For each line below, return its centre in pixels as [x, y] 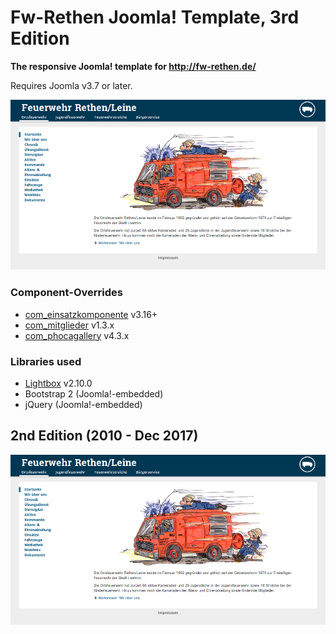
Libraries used [46, 361]
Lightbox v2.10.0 [58, 383]
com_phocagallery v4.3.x [77, 335]
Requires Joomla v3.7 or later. [71, 85]
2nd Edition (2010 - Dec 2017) [104, 436]
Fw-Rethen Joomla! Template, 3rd [155, 17]
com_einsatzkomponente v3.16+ [91, 314]
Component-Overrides [66, 293]
